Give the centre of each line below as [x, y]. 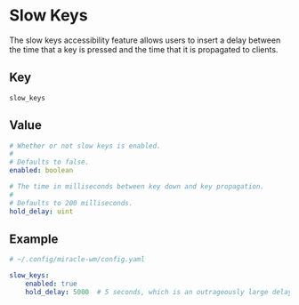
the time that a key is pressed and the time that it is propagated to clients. [144, 49]
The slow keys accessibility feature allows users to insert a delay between [145, 40]
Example [34, 239]
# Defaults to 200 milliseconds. [71, 203]
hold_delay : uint [41, 211]
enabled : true [51, 284]
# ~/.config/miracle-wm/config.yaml [77, 260]
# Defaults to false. [49, 162]
